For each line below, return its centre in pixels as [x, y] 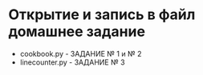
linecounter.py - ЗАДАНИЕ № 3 [73, 62]
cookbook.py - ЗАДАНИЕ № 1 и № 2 [81, 53]
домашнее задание [77, 32]
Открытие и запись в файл [102, 15]
